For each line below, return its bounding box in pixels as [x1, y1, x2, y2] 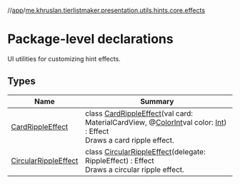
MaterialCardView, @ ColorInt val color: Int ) [85, 117, 227, 127]
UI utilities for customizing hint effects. [7, 54, 121, 63]
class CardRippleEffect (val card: [85, 108, 193, 118]
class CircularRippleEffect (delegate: [85, 146, 206, 156]
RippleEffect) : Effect [85, 155, 155, 165]
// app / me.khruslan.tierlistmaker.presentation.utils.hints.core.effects [7, 6, 206, 14]
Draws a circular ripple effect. [85, 164, 184, 174]
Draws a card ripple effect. [85, 135, 175, 145]
